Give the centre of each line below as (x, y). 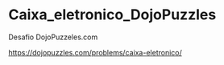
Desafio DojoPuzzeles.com (53, 37)
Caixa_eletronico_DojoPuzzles (112, 15)
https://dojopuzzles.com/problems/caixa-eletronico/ (95, 52)
